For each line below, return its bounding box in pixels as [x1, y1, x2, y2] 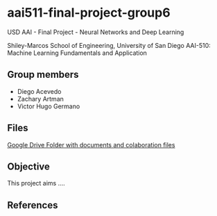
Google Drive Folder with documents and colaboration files [7, 140, 175, 149]
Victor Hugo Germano [17, 102, 80, 110]
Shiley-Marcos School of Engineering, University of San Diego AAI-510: [7, 41, 211, 49]
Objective [7, 160, 51, 172]
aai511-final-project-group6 [7, 5, 171, 21]
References [7, 199, 58, 211]
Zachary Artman [17, 94, 64, 103]
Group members [7, 69, 79, 81]
